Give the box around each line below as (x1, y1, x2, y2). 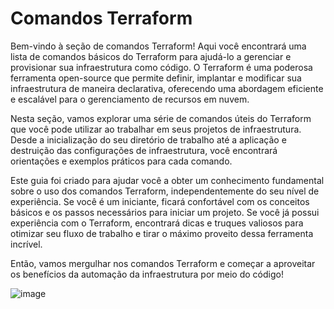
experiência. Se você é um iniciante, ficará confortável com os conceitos (10, 195, 310, 207)
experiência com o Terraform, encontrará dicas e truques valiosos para (10, 217, 304, 229)
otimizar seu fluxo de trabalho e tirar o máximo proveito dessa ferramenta (10, 227, 314, 239)
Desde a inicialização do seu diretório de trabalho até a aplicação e (10, 133, 287, 146)
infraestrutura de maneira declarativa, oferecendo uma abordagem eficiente (10, 82, 324, 94)
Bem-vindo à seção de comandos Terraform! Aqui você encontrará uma (10, 40, 307, 52)
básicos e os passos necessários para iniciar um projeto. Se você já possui (10, 206, 320, 218)
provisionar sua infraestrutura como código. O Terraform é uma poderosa (10, 61, 313, 73)
